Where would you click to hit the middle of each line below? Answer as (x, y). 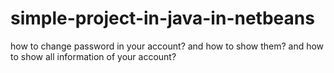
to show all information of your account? (93, 56)
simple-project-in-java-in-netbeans (162, 18)
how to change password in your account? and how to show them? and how (167, 46)
